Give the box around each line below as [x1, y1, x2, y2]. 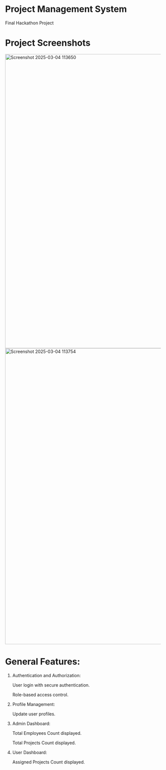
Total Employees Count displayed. [12, 730, 82, 736]
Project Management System [5, 3, 127, 15]
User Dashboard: [12, 749, 47, 755]
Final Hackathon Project [5, 20, 54, 26]
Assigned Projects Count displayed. [12, 759, 85, 765]
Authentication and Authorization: [12, 672, 81, 678]
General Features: [5, 656, 81, 667]
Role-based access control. [12, 692, 69, 698]
